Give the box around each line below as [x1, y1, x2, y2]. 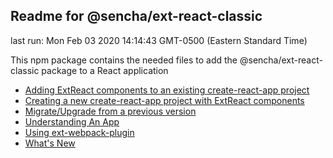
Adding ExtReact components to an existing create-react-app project [24, 84, 310, 96]
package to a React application [41, 64, 169, 76]
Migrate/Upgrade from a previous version [24, 105, 197, 117]
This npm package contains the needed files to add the [10, 54, 238, 66]
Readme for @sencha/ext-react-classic [10, 8, 263, 25]
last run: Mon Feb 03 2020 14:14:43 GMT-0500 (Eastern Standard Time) [10, 34, 308, 46]
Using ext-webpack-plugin [24, 126, 135, 138]
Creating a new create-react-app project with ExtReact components [24, 94, 305, 106]
